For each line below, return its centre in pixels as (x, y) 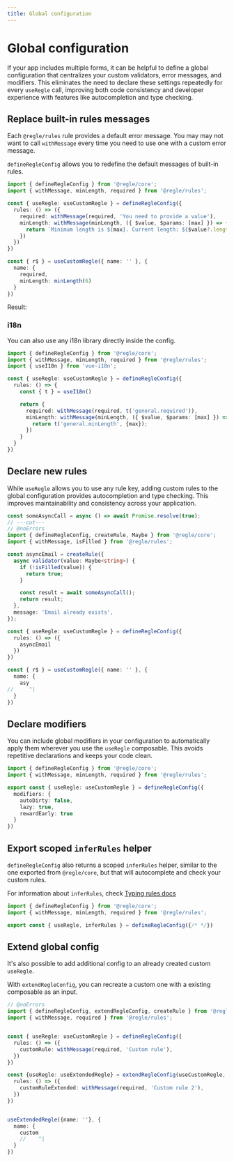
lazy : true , (37, 807)
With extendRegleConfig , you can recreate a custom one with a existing (109, 985)
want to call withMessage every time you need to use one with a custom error (117, 143)
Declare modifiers (47, 724)
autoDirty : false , (46, 800)
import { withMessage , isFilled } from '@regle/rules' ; (90, 542)
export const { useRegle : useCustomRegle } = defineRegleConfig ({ (106, 788)
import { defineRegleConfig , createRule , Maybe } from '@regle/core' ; (112, 535)
